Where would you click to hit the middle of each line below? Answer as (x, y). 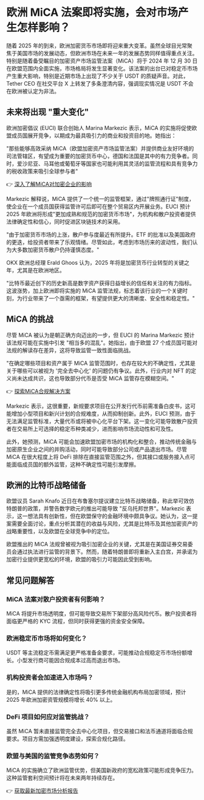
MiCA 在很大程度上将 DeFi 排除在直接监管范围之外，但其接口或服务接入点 (98, 456)
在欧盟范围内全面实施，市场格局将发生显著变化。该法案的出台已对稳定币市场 (102, 68)
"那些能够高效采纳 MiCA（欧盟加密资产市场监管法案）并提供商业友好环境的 (100, 148)
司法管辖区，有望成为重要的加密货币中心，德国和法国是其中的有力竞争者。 (99, 156)
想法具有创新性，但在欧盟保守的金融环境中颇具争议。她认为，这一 (110, 516)
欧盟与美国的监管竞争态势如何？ (53, 756)
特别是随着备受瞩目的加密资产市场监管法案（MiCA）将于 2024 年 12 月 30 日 (102, 61)
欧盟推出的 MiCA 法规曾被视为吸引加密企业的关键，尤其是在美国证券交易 (97, 544)
